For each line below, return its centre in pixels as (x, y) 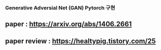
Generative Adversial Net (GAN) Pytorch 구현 (60, 7)
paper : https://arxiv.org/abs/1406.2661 (69, 24)
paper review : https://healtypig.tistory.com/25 (80, 41)
